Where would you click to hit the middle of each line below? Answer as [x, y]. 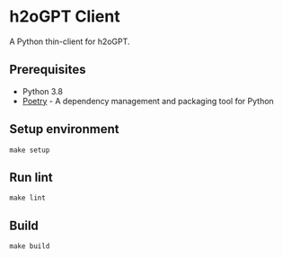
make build [30, 246]
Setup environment [64, 129]
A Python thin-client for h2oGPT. [70, 41]
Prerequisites [48, 70]
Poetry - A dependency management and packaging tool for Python [148, 101]
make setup [30, 150]
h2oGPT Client [65, 17]
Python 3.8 [42, 91]
